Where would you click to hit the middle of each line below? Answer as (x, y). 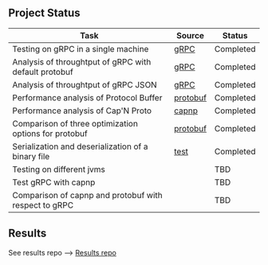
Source (191, 35)
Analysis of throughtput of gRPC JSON (85, 84)
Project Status (45, 13)
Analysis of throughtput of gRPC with (82, 61)
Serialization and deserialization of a (80, 146)
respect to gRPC (43, 205)
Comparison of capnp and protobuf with (88, 195)
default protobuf (43, 72)
